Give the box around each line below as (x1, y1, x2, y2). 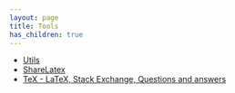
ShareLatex (22, 64, 66, 75)
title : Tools (9, 22, 59, 31)
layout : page (9, 13, 59, 23)
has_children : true (9, 30, 84, 39)
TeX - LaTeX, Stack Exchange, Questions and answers (22, 74, 227, 85)
